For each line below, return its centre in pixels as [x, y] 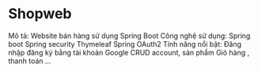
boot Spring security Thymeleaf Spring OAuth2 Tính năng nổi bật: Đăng [125, 44]
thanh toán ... [30, 61]
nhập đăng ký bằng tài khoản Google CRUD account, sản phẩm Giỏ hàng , [129, 52]
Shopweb [40, 14]
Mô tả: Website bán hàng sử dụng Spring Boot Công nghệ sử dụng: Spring [129, 36]
